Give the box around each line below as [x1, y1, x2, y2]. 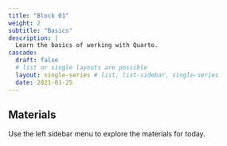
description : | [8, 34, 59, 42]
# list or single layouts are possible [15, 64, 148, 72]
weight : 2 [8, 19, 41, 27]
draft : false [15, 57, 59, 65]
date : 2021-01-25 [15, 78, 73, 86]
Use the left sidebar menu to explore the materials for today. [8, 129, 205, 139]
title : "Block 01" [8, 11, 69, 20]
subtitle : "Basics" [8, 26, 73, 34]
